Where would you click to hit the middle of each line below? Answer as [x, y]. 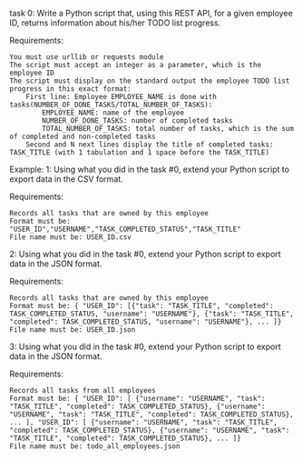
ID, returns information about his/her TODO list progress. [115, 23]
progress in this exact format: [70, 89]
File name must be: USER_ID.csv [70, 237]
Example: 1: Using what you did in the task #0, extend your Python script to [150, 169]
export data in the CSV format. [67, 179]
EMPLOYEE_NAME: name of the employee [113, 113]
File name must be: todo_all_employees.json [95, 446]
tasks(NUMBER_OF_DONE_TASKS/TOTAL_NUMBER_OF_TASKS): [111, 105]
